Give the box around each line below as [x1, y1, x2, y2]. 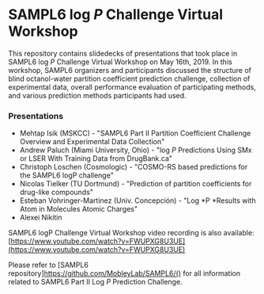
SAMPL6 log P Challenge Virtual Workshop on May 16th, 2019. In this [8, 57, 232, 67]
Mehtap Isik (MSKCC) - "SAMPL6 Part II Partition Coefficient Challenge [19, 128, 251, 138]
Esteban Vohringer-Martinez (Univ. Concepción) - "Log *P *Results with [19, 196, 256, 205]
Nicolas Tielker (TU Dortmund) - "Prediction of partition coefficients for [19, 179, 252, 189]
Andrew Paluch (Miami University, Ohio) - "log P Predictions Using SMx [19, 145, 252, 155]
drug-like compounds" [19, 188, 93, 197]
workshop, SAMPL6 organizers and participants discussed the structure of [8, 65, 251, 74]
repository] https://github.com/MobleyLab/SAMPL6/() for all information [8, 269, 241, 278]
